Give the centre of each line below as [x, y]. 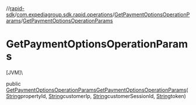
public [14, 84]
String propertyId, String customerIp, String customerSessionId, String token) [96, 96]
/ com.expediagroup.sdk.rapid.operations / [64, 15]
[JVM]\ [15, 73]
